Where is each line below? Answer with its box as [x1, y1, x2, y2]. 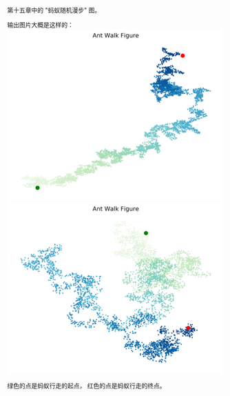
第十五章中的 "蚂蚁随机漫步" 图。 [7, 6, 101, 14]
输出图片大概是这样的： [7, 21, 74, 29]
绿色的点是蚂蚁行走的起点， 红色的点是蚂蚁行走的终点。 [7, 382, 166, 390]
